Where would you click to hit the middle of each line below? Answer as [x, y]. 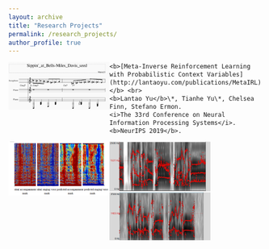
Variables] [225, 75]
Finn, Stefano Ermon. [146, 107]
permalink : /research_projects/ [63, 34]
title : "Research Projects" [56, 25]
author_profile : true [45, 43]
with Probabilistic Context [157, 75]
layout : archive [36, 17]
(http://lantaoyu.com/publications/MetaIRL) [185, 83]
